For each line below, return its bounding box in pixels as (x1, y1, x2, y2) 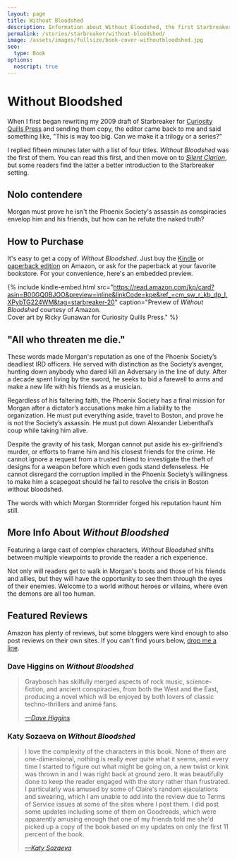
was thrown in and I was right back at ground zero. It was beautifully (24, 770, 224, 778)
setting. (7, 168, 30, 177)
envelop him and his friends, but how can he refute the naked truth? (7, 215, 205, 224)
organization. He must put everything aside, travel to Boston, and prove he (7, 411, 224, 420)
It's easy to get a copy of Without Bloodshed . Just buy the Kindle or (7, 254, 205, 263)
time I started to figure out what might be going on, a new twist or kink (24, 762, 229, 771)
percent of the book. (24, 830, 85, 838)
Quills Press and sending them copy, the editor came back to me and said (7, 125, 221, 133)
